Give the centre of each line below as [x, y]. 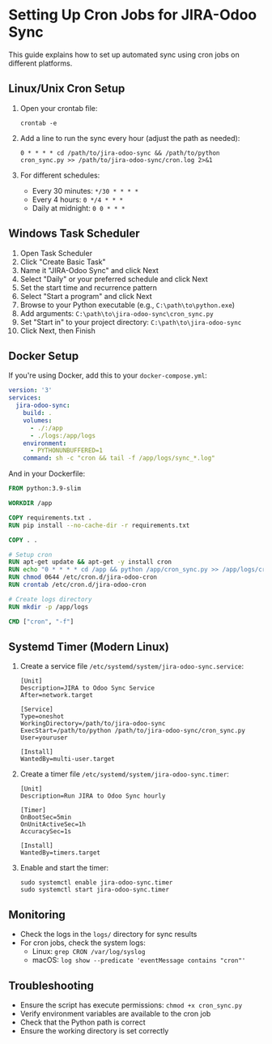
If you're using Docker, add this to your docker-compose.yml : [108, 375]
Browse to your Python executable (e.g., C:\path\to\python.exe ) [127, 305]
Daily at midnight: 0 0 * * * [79, 208]
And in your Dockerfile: [47, 474]
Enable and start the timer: [64, 868]
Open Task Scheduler [56, 253]
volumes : [38, 420]
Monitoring [37, 915]
